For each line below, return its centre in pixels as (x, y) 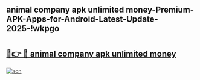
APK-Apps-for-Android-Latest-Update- (82, 20)
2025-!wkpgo (33, 29)
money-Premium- (160, 10)
